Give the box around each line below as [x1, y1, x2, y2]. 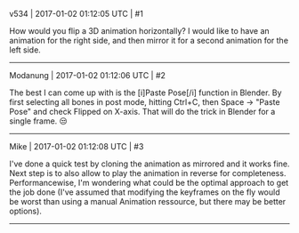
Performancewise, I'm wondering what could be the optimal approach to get [9, 178, 289, 188]
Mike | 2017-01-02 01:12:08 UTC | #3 [9, 141, 144, 151]
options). [9, 205, 43, 216]
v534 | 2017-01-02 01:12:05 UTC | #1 [9, 9, 144, 19]
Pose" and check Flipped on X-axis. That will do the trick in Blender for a [9, 107, 276, 116]
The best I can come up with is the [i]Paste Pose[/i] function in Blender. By [9, 87, 282, 98]
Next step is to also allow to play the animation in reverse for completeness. [9, 168, 287, 178]
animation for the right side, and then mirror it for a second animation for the [9, 36, 289, 45]
